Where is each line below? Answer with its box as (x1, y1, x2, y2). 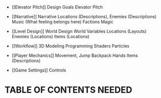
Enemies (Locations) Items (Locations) (11, 34, 90, 39)
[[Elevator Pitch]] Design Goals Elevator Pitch (11, 4, 103, 10)
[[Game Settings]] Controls (11, 67, 67, 73)
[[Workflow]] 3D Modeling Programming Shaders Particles (11, 43, 130, 49)
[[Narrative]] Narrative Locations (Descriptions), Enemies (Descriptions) (11, 14, 157, 19)
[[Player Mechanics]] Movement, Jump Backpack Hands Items (11, 52, 138, 58)
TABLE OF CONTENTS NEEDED (4, 84, 133, 96)
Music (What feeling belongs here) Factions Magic (11, 19, 114, 24)
